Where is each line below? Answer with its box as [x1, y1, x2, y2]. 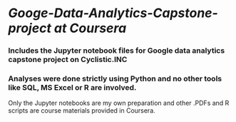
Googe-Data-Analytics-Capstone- [8, 5, 218, 21]
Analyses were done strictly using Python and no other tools [8, 73, 222, 83]
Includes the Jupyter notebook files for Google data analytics [8, 46, 225, 56]
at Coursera [53, 20, 127, 36]
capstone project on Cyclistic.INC [8, 55, 128, 65]
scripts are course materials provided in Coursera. [8, 106, 155, 115]
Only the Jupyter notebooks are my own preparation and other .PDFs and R [8, 98, 230, 108]
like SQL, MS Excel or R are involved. [8, 83, 137, 93]
